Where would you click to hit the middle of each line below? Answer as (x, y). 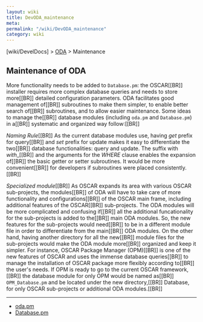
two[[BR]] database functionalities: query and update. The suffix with (92, 148)
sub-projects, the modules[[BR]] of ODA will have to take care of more (94, 192)
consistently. (171, 168)
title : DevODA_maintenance (40, 18)
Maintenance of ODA (46, 71)
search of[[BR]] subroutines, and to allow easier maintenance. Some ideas (99, 111)
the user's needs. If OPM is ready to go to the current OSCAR (82, 269)
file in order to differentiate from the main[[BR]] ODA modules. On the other (100, 231)
